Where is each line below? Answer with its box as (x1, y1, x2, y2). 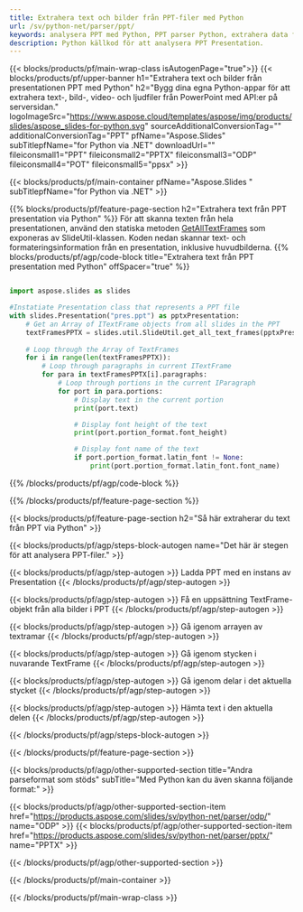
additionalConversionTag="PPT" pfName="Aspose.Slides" (9, 130, 226, 141)
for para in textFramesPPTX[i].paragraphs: (41, 370, 207, 379)
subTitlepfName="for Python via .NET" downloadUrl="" (9, 140, 216, 151)
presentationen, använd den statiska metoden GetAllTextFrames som (9, 223, 266, 234)
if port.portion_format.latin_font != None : (73, 453, 244, 462)
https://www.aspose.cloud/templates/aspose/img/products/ (69, 111, 293, 122)
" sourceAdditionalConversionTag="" (144, 121, 282, 132)
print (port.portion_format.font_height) (73, 428, 228, 438)
